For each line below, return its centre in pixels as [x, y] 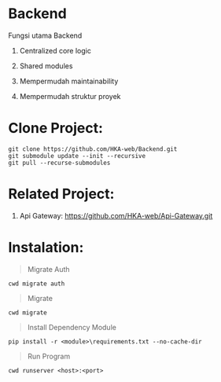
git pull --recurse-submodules [59, 163]
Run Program [49, 356]
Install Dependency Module [72, 327]
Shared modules [46, 66]
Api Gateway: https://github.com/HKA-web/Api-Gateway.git [116, 215]
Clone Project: [56, 129]
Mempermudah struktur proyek [70, 96]
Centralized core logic [55, 50]
